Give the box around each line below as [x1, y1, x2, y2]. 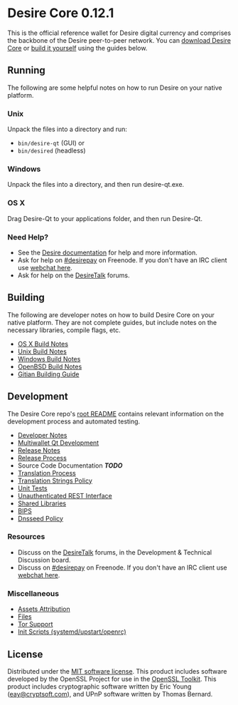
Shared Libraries [17, 499, 66, 508]
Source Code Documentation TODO [17, 461, 123, 470]
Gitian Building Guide [17, 369, 80, 379]
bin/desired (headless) [17, 146, 87, 155]
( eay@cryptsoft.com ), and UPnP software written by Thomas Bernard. [7, 689, 213, 698]
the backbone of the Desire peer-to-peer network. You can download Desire [7, 36, 231, 44]
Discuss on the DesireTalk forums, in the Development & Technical [17, 547, 212, 557]
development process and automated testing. [7, 417, 141, 426]
